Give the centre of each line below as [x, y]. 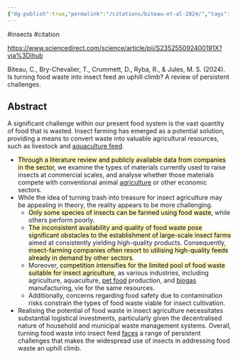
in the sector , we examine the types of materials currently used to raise [121, 167]
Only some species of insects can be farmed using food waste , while [129, 213]
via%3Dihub [26, 55]
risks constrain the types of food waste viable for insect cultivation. [127, 303]
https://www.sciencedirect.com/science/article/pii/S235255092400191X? [115, 48]
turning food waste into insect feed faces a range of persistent [109, 333]
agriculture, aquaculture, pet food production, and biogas [112, 280]
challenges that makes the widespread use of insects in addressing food [124, 341]
